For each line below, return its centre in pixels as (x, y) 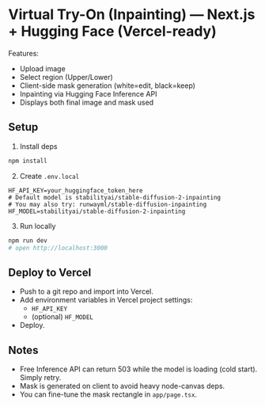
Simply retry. (40, 377)
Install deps (38, 146)
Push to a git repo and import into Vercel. (87, 291)
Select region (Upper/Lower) (66, 77)
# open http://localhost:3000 (58, 248)
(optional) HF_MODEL (62, 317)
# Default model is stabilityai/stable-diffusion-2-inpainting (115, 197)
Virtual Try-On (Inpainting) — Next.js (132, 15)
